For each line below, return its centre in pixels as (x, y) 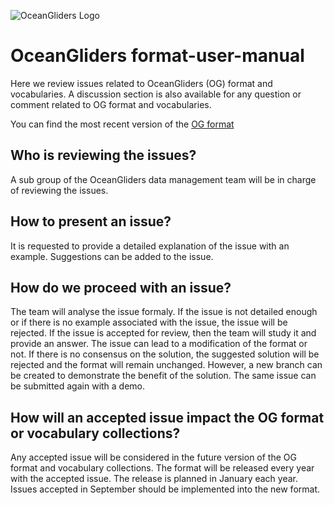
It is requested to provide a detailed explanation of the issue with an (150, 246)
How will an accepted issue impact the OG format (167, 417)
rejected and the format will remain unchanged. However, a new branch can (166, 365)
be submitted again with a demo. (78, 386)
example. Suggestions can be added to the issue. (112, 256)
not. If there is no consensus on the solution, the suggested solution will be (165, 354)
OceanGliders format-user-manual (157, 56)
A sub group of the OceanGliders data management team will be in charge (163, 179)
